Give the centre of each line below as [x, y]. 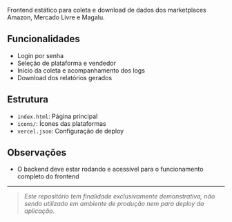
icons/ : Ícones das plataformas [61, 123]
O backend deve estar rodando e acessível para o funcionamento [110, 169]
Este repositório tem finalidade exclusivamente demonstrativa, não [119, 196]
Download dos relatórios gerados [65, 77]
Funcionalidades [44, 39]
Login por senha [40, 55]
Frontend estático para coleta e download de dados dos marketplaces [107, 10]
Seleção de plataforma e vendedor [66, 63]
